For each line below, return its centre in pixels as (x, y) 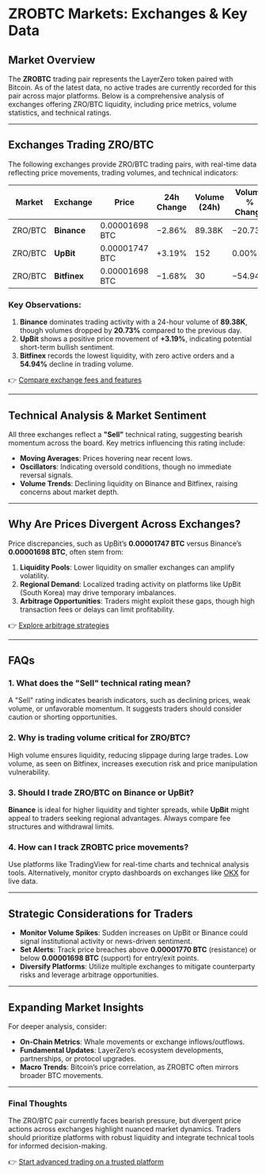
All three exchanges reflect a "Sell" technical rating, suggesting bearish (125, 434)
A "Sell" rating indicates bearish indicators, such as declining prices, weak (129, 700)
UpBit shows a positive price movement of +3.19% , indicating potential (135, 339)
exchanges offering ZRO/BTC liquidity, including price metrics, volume (123, 104)
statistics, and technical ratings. (60, 113)
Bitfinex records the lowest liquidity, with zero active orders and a (127, 356)
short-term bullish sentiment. (67, 347)
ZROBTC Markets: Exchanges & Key (128, 14)
